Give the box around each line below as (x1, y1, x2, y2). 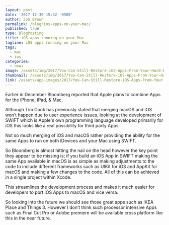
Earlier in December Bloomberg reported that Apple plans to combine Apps (5, 91, 161, 97)
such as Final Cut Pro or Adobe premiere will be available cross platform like (5, 209, 163, 215)
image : (5, 68, 19, 73)
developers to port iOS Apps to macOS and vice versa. (5, 189, 119, 195)
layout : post (5, 7, 33, 13)
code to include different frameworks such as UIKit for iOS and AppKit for (5, 163, 157, 169)
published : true (5, 26, 39, 31)
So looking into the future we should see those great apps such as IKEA (5, 199, 154, 205)
